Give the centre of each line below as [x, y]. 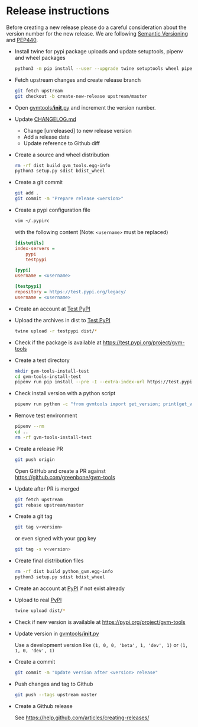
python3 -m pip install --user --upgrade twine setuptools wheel [97, 68]
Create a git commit [39, 182]
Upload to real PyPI [38, 600]
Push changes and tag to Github [54, 684]
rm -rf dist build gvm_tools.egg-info [62, 165]
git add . [27, 193]
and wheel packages [40, 57]
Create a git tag [34, 516]
